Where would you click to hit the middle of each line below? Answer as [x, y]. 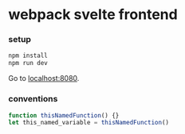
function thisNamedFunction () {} [64, 115]
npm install [28, 56]
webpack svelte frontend [93, 15]
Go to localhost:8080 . [44, 78]
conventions [33, 99]
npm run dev [28, 63]
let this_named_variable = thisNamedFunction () [89, 123]
